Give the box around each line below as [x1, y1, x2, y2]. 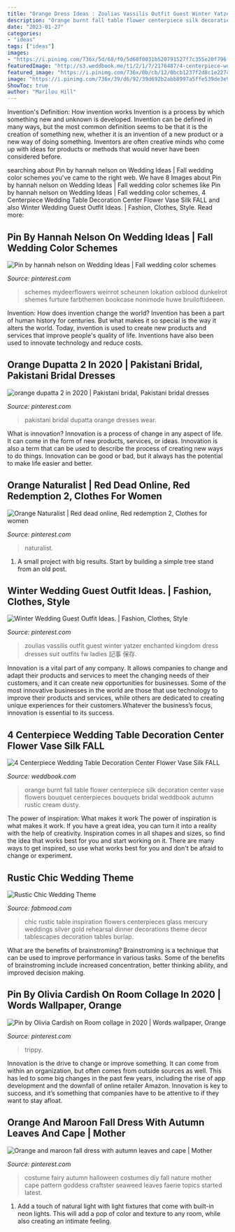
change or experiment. [7, 851, 73, 860]
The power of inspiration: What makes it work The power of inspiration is [7, 814, 217, 823]
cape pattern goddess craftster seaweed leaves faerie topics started [24, 1181, 222, 1189]
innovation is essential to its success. [7, 709, 115, 717]
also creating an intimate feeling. [17, 1217, 112, 1225]
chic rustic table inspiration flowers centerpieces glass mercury [24, 918, 208, 926]
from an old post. [17, 564, 67, 573]
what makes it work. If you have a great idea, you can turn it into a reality [7, 822, 217, 830]
